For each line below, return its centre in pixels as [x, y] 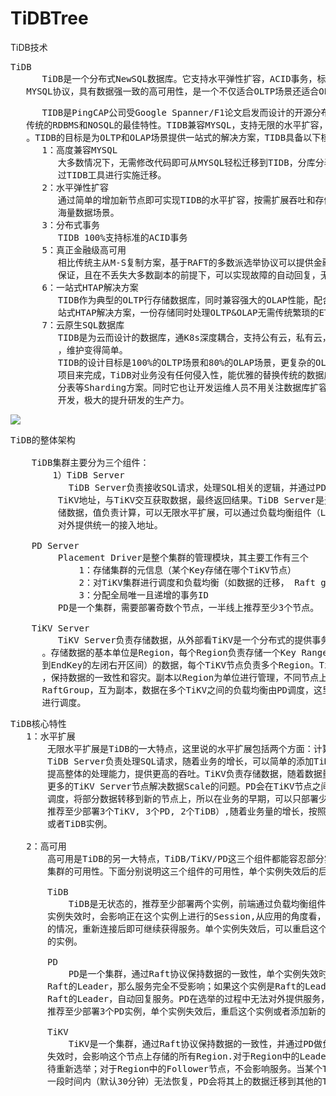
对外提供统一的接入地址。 [110, 525]
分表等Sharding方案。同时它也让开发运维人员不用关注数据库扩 [188, 387]
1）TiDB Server [88, 475]
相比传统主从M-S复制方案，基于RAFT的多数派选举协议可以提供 [185, 262]
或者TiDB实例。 [80, 823]
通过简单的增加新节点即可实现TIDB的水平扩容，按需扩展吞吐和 [186, 200]
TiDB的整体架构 [43, 440]
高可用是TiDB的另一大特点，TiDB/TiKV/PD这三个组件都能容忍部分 [186, 858]
